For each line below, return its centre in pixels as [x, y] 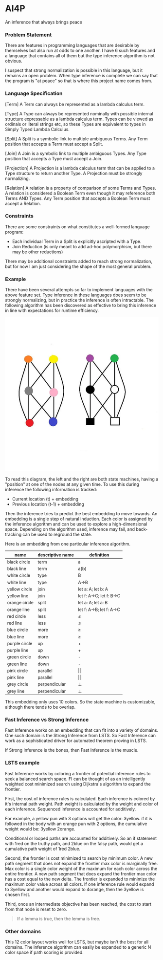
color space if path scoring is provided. [44, 952]
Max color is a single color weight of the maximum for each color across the [81, 869]
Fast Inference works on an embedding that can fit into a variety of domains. [82, 730]
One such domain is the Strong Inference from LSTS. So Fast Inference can [81, 736]
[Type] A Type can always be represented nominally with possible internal [79, 113]
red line [15, 623]
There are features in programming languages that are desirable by [72, 45]
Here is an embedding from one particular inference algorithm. [68, 544]
